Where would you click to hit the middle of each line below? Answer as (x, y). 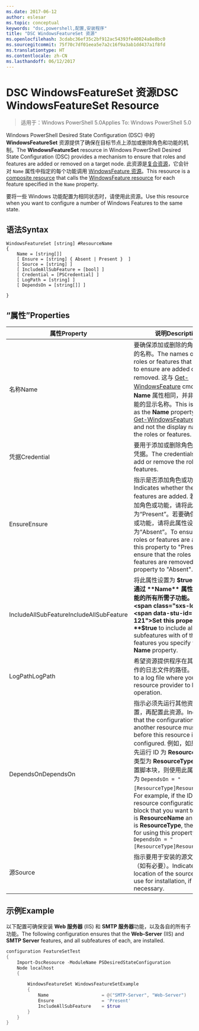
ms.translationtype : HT (36, 50)
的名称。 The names (161, 354)
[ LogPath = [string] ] (46, 280)
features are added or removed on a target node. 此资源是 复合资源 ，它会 (95, 164)
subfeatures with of (161, 636)
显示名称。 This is (169, 404)
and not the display (160, 427)
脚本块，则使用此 (163, 770)
